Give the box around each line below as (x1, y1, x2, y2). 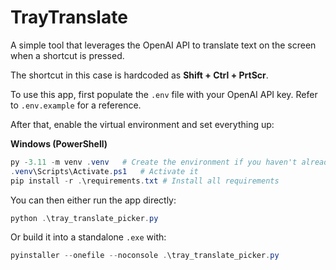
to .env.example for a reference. (10, 99, 142, 111)
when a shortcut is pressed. (10, 49, 125, 61)
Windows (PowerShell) (10, 137, 108, 150)
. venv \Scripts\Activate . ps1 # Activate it (10, 166, 199, 176)
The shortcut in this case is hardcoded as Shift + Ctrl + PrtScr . (10, 69, 269, 81)
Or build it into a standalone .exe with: (10, 231, 167, 243)
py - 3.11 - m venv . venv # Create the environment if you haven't (10, 157, 298, 167)
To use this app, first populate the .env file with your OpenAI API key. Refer (10, 88, 318, 100)
